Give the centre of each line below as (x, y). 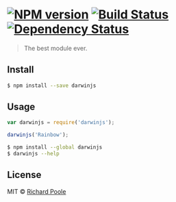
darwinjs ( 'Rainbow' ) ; (38, 135)
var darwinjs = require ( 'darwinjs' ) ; (61, 123)
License (24, 175)
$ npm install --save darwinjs (52, 86)
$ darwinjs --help (33, 154)
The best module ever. (55, 48)
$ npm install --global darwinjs (55, 147)
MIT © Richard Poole (37, 191)
